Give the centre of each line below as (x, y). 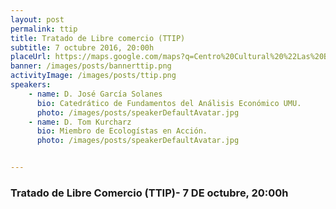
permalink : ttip (44, 29)
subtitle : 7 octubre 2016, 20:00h (82, 47)
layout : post (37, 19)
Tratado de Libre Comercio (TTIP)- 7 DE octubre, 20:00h (149, 193)
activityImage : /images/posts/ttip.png (93, 76)
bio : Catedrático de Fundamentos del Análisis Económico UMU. (169, 103)
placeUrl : (31, 57)
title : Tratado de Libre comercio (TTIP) (98, 38)
